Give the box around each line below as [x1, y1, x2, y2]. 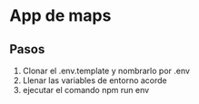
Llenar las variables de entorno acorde [22, 75, 168, 86]
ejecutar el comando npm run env [22, 85, 150, 95]
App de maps [9, 5, 112, 26]
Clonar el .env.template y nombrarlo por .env [22, 65, 191, 76]
